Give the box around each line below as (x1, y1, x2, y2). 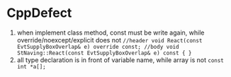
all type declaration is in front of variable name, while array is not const (16, 55, 225, 64)
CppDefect (6, 5, 72, 21)
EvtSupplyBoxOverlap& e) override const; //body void (16, 43, 179, 50)
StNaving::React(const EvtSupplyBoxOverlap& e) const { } (16, 49, 192, 57)
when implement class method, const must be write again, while (16, 28, 205, 37)
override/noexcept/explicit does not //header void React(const (16, 35, 203, 44)
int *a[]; (16, 63, 47, 70)
